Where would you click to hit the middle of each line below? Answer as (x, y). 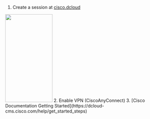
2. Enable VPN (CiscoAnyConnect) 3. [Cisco (99, 100)
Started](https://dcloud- (80, 106)
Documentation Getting (29, 106)
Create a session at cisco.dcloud (46, 7)
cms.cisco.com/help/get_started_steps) (46, 111)
